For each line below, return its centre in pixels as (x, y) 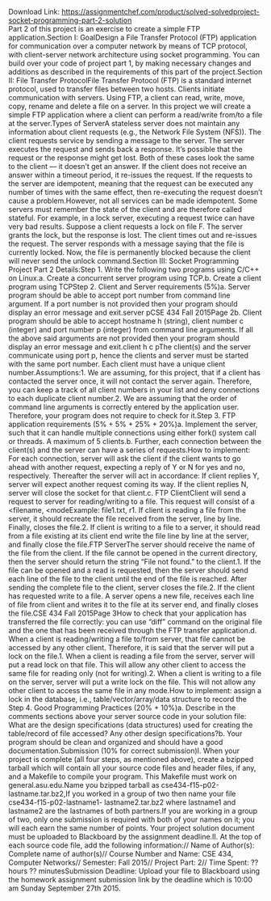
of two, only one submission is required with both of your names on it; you (132, 819)
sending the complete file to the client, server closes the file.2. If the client (132, 587)
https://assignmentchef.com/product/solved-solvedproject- (161, 12)
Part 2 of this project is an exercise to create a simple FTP (104, 29)
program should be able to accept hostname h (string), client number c (126, 321)
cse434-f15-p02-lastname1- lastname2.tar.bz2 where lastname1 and (122, 802)
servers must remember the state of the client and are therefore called (125, 209)
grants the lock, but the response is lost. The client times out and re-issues (133, 235)
